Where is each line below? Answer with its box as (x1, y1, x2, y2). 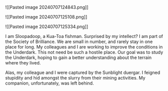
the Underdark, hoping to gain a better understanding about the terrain (5, 54, 152, 60)
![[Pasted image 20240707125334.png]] (5, 23, 89, 29)
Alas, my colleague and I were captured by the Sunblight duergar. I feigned (5, 69, 160, 75)
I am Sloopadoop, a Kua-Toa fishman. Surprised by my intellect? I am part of (5, 33, 163, 39)
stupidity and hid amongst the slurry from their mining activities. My (5, 75, 146, 80)
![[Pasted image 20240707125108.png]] (5, 14, 88, 19)
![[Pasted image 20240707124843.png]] (5, 4, 89, 10)
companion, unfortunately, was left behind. (5, 80, 94, 86)
